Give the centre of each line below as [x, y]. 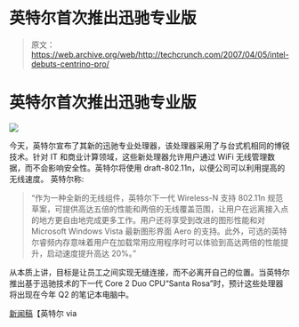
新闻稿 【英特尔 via [43, 313]
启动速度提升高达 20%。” [92, 253]
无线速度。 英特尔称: [47, 179]
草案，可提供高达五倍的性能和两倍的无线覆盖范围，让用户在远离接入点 [160, 209]
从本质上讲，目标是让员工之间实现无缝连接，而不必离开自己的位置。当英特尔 [149, 272]
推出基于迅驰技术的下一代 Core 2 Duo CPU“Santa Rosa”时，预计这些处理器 [146, 283]
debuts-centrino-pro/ [70, 64]
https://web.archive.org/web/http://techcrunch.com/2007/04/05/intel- [160, 54]
